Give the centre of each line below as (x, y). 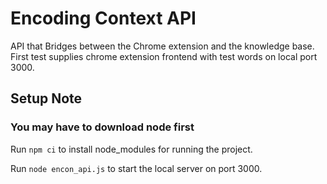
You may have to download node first (102, 127)
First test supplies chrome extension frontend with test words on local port (164, 56)
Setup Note (46, 98)
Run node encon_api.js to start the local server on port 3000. (136, 168)
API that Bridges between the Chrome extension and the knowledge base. (162, 46)
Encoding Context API (103, 18)
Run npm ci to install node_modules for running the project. (131, 149)
